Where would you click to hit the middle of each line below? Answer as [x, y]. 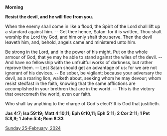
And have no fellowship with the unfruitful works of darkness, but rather [79, 62]
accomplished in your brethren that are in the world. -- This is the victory [80, 89]
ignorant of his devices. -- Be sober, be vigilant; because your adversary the [83, 73]
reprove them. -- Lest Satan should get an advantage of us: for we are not [81, 68]
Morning [14, 7]
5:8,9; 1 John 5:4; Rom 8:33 [34, 118]
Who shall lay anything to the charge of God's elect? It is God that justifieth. [83, 103]
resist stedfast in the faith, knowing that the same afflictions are [70, 83]
